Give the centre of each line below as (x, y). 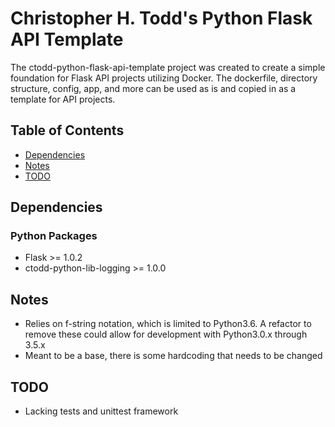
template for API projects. (63, 99)
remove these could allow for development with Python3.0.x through (166, 334)
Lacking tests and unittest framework (101, 411)
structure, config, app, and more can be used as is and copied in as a (153, 88)
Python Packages (54, 236)
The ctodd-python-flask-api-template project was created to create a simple (168, 67)
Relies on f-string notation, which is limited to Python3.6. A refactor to (168, 324)
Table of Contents (67, 130)
